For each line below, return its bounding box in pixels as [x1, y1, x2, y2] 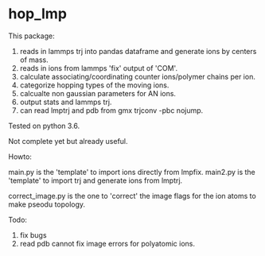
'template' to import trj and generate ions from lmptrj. [8, 176, 183, 185]
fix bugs [19, 230, 47, 239]
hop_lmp [8, 5, 68, 23]
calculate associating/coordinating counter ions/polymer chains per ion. [19, 72, 256, 81]
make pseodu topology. [8, 200, 86, 209]
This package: [8, 31, 55, 41]
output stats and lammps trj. [19, 97, 112, 107]
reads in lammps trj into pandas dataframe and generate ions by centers [19, 46, 257, 56]
